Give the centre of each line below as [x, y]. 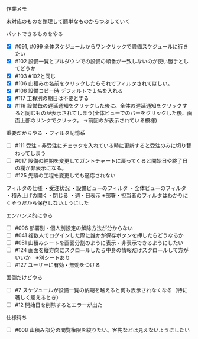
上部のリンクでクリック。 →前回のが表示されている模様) [89, 121]
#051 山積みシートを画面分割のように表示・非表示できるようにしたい [99, 243]
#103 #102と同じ [35, 76]
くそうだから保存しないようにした [48, 202]
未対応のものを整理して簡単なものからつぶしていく [68, 21]
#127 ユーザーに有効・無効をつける [57, 264]
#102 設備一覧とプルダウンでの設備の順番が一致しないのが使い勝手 [96, 62]
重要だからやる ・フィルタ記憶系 [46, 133]
